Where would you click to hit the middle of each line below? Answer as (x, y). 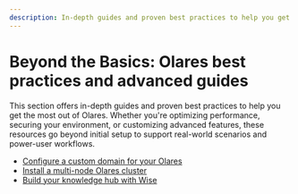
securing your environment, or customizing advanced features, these (137, 124)
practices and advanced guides (129, 80)
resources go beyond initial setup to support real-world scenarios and (138, 134)
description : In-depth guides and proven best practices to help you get (150, 17)
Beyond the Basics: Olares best (128, 61)
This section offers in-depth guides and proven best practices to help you (145, 105)
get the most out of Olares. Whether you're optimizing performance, (135, 115)
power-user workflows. (52, 143)
